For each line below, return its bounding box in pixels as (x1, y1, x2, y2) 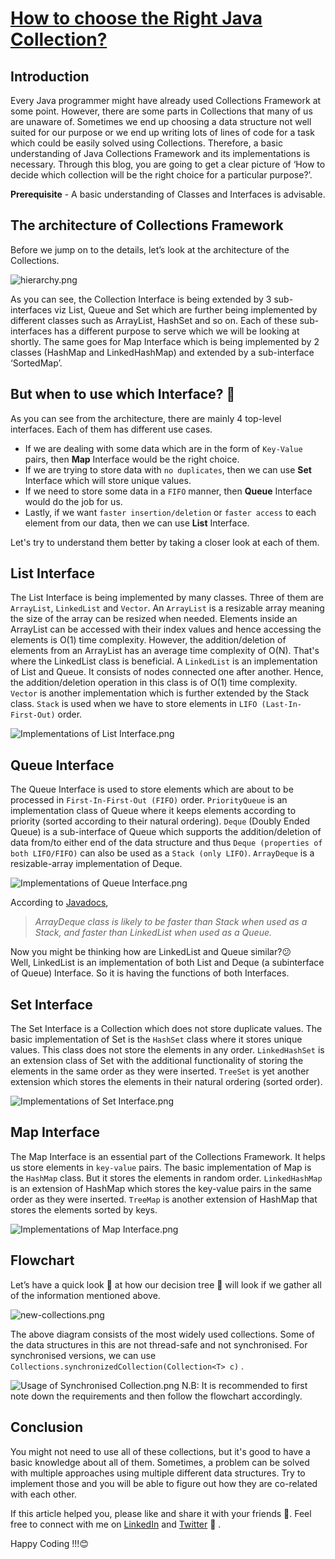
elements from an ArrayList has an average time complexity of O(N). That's (10, 645, 320, 657)
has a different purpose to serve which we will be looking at (54, 325, 300, 337)
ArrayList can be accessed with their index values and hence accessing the (10, 623, 322, 636)
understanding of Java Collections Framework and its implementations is (10, 148, 311, 159)
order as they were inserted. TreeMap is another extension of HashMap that (10, 1193, 318, 1205)
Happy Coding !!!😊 (10, 1537, 89, 1549)
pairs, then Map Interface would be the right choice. (24, 453, 240, 465)
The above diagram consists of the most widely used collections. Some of (10, 1328, 315, 1340)
